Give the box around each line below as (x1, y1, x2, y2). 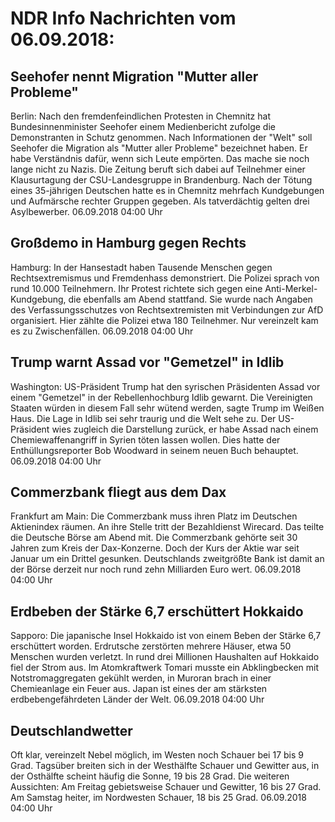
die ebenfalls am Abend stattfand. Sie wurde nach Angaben (68, 293, 313, 305)
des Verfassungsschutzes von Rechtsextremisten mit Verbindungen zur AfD (10, 303, 324, 316)
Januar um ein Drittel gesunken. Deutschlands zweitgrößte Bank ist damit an (10, 553, 325, 565)
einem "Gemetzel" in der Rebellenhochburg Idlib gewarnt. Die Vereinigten (10, 391, 313, 403)
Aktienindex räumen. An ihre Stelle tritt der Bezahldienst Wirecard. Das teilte (10, 521, 325, 533)
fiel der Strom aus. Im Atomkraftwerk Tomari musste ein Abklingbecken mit (10, 662, 320, 674)
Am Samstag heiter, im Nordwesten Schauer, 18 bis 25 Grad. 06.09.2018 (10, 792, 307, 804)
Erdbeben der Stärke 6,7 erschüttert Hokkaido (10, 603, 304, 620)
